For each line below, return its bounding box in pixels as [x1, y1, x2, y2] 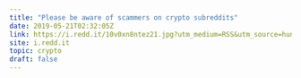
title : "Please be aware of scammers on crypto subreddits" [9, 13, 239, 22]
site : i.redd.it [9, 38, 70, 48]
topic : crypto [9, 47, 63, 56]
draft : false [9, 55, 58, 64]
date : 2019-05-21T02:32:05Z [9, 22, 115, 30]
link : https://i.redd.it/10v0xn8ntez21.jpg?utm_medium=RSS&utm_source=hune [9, 30, 298, 39]
